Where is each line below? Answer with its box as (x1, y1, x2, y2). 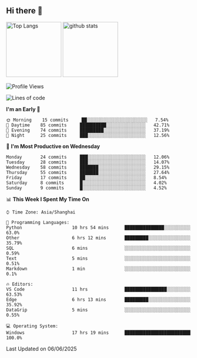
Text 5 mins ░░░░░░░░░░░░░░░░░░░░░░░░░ (6, 255, 191, 262)
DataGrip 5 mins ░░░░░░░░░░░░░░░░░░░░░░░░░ (6, 307, 191, 313)
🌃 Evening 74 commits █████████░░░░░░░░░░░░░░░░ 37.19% (6, 127, 169, 133)
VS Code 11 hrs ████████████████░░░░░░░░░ (6, 286, 191, 292)
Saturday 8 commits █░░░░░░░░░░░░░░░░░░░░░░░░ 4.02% (6, 180, 167, 186)
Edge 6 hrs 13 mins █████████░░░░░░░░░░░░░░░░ (6, 296, 191, 303)
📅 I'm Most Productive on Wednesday (6, 142, 100, 150)
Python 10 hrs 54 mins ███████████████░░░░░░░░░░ (6, 225, 191, 230)
